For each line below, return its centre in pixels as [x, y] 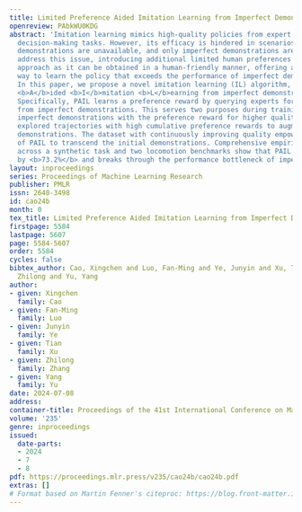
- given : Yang [36, 377]
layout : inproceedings [52, 168]
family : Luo [40, 318]
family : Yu [38, 385]
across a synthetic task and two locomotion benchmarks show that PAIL [155, 151]
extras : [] [30, 485]
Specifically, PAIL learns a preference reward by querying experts [148, 101]
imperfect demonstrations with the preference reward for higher [142, 118]
